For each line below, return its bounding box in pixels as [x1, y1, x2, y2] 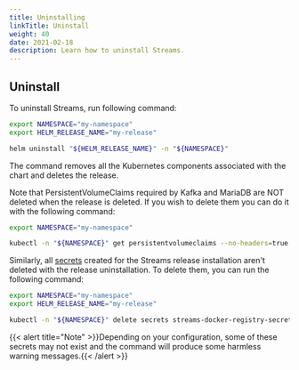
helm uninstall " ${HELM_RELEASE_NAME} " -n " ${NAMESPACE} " [9, 144, 229, 153]
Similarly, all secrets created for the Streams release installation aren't [9, 255, 265, 266]
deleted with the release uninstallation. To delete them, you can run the [9, 264, 270, 276]
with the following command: [9, 205, 116, 216]
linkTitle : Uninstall [9, 21, 90, 30]
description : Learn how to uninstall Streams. [9, 46, 185, 55]
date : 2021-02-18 [9, 37, 74, 47]
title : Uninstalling [9, 12, 86, 22]
